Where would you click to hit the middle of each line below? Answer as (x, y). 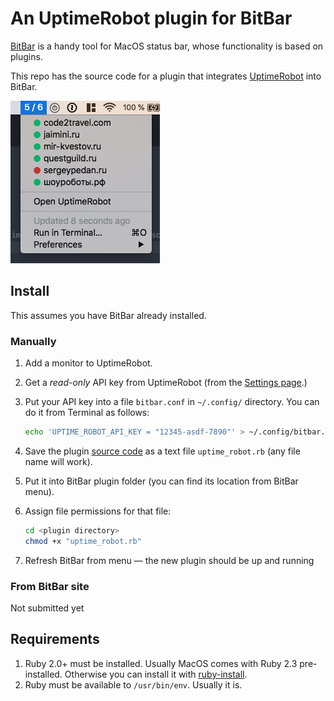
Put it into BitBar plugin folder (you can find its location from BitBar (161, 481)
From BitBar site (50, 586)
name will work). (58, 461)
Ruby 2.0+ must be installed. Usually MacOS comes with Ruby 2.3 (161, 663)
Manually (33, 341)
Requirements (55, 639)
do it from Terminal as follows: (87, 413)
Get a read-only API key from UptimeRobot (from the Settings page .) (166, 383)
